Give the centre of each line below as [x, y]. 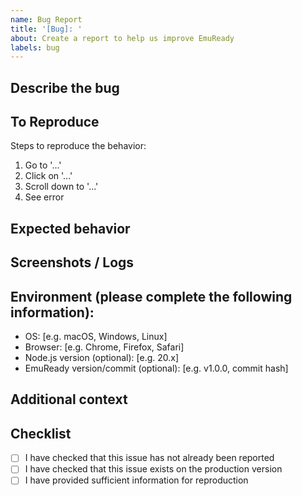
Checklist [41, 433]
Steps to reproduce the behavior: [78, 146]
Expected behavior [70, 228]
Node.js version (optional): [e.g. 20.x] [102, 358]
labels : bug [35, 47]
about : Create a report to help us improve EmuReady [122, 38]
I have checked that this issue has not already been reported [149, 458]
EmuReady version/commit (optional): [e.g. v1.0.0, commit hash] [156, 368]
